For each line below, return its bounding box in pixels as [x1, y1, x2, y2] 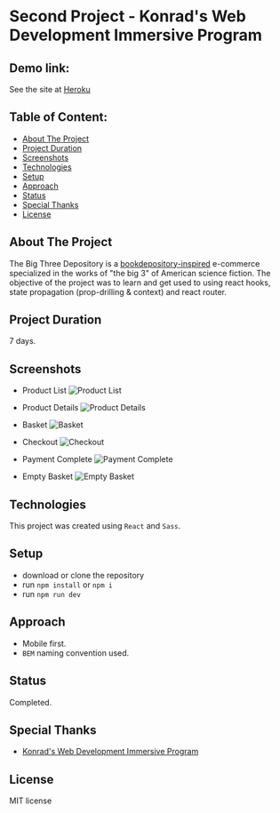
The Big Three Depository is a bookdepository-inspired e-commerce [9, 258, 260, 268]
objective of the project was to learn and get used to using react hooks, [9, 277, 271, 288]
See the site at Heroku [9, 84, 91, 94]
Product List [21, 385, 67, 396]
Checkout [21, 437, 59, 448]
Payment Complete [21, 454, 93, 465]
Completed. [9, 697, 52, 707]
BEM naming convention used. [21, 647, 130, 658]
